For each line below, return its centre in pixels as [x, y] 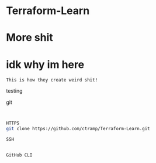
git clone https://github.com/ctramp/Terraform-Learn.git [78, 129]
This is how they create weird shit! [52, 80]
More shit [30, 38]
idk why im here [45, 64]
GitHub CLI [19, 155]
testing [14, 91]
